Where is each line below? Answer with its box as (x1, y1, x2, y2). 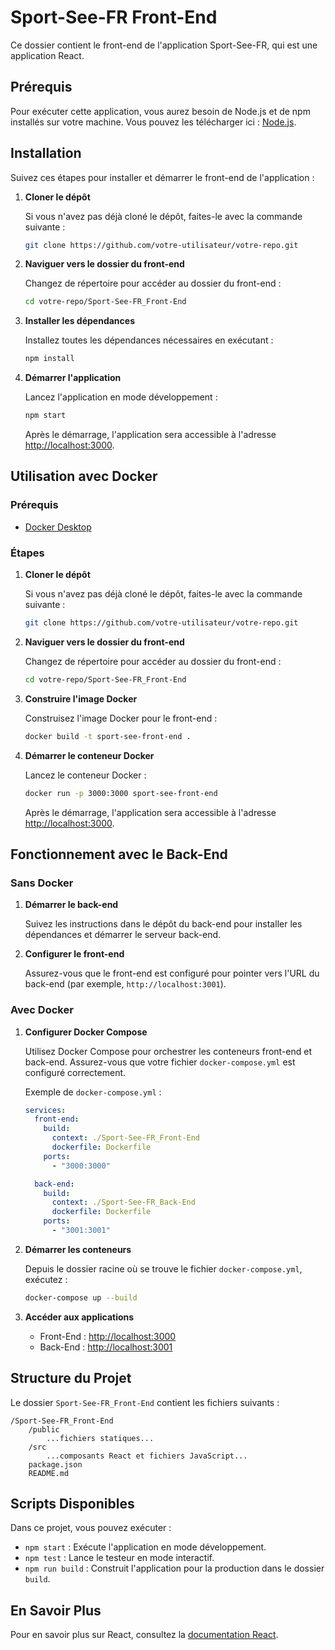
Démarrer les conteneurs (24, 1243, 132, 1255)
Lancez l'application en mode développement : (24, 391, 218, 403)
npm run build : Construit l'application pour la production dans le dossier (24, 1562, 325, 1575)
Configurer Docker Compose (24, 1026, 148, 1038)
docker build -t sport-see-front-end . (24, 731, 192, 741)
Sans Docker (10, 876, 74, 890)
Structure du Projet (10, 1370, 132, 1387)
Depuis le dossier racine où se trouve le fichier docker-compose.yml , (24, 1262, 303, 1275)
